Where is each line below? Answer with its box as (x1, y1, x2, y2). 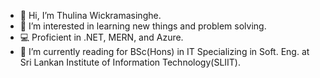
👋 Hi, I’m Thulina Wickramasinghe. (19, 10, 162, 21)
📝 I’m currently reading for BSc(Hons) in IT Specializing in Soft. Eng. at (19, 46, 310, 57)
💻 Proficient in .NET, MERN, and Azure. (19, 31, 184, 43)
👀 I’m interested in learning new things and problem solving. (19, 20, 267, 32)
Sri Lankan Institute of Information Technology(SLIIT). (19, 56, 241, 68)
